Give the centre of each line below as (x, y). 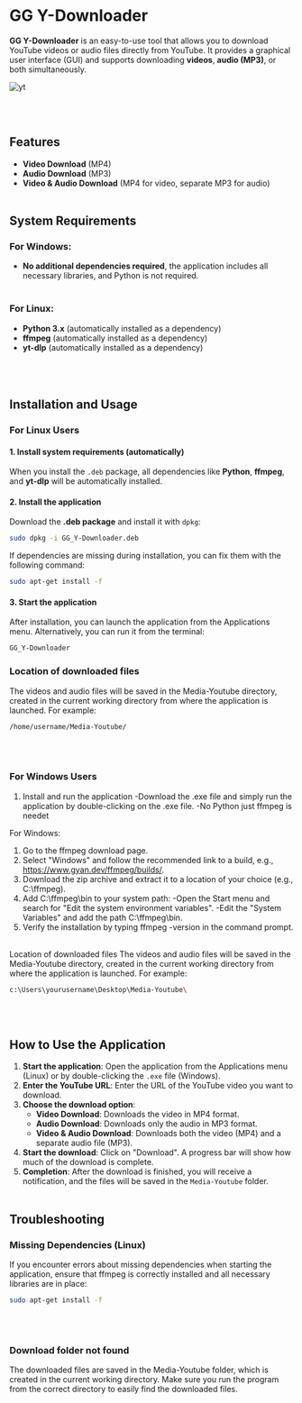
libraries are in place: (48, 1284)
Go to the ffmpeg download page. (85, 850)
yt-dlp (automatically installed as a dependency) (113, 347)
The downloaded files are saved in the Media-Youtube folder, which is (139, 1370)
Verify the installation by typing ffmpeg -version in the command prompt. (158, 927)
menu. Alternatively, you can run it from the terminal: (107, 632)
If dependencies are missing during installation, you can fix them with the (145, 556)
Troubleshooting (57, 1219)
